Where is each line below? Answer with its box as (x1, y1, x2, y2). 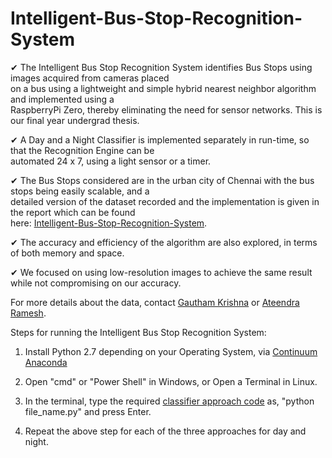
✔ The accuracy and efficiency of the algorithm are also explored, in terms (10, 236, 318, 248)
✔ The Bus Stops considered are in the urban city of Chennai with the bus (10, 174, 315, 186)
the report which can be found (10, 206, 136, 218)
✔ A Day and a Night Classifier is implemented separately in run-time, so (10, 133, 310, 146)
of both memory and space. (10, 247, 125, 259)
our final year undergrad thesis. (10, 114, 140, 126)
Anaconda (24, 356, 68, 368)
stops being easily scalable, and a (10, 185, 150, 197)
